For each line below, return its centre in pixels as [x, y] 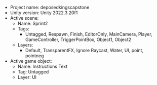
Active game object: [31, 61]
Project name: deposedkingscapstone [50, 7]
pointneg [34, 56]
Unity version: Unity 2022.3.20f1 [44, 13]
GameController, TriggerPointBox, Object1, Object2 [78, 39]
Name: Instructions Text [43, 66]
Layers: [25, 45]
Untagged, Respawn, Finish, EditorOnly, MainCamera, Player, [89, 34]
